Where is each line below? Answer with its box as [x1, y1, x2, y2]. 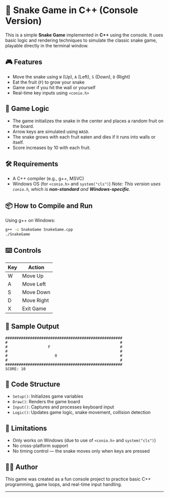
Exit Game [22, 305, 46, 312]
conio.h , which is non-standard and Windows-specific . [12, 186, 131, 192]
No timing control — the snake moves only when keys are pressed [12, 448, 150, 454]
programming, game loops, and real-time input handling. [5, 481, 122, 487]
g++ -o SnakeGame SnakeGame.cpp [5, 227, 73, 232]
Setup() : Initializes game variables [12, 393, 83, 399]
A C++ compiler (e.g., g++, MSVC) [12, 176, 84, 182]
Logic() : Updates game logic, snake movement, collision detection [12, 409, 151, 415]
